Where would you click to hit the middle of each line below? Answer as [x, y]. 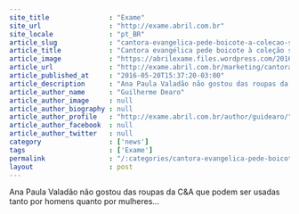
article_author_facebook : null [71, 126]
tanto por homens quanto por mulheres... [85, 202]
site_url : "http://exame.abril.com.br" [117, 26]
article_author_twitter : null [71, 134]
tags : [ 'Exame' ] [81, 150]
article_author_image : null [71, 100]
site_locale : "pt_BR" [77, 34]
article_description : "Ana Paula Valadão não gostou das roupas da [149, 84]
